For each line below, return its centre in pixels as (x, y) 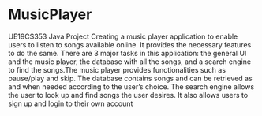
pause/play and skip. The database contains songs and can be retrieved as (130, 78)
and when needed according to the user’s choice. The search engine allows (131, 86)
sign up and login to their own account (71, 103)
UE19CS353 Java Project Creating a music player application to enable (123, 36)
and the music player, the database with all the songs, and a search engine (129, 62)
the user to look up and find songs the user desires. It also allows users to (128, 95)
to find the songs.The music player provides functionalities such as (117, 69)
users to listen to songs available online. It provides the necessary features (130, 44)
